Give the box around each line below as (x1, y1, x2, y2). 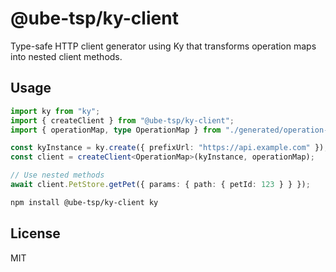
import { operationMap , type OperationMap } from (10, 125, 222, 135)
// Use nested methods (10, 170, 105, 181)
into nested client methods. (10, 50, 123, 62)
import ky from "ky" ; (10, 106, 101, 116)
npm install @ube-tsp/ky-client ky (10, 197, 159, 207)
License (10, 225, 61, 242)
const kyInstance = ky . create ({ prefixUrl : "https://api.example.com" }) (10, 143, 325, 153)
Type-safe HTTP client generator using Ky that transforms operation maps (10, 40, 317, 52)
